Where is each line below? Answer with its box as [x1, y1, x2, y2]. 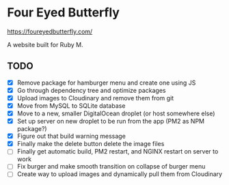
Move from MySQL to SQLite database [16, 101, 126, 110]
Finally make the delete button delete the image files [16, 140, 165, 148]
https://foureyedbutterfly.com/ [7, 27, 93, 35]
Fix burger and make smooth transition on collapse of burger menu [16, 162, 206, 171]
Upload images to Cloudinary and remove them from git [16, 94, 174, 102]
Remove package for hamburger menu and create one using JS [16, 79, 196, 87]
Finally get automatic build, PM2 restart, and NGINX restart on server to [16, 147, 219, 156]
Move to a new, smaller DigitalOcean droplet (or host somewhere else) [16, 109, 215, 117]
